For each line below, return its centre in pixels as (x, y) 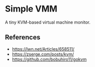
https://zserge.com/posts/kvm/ (43, 54)
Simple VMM (31, 9)
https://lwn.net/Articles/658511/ (43, 49)
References (23, 37)
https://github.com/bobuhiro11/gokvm (49, 59)
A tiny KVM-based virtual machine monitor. (48, 22)
